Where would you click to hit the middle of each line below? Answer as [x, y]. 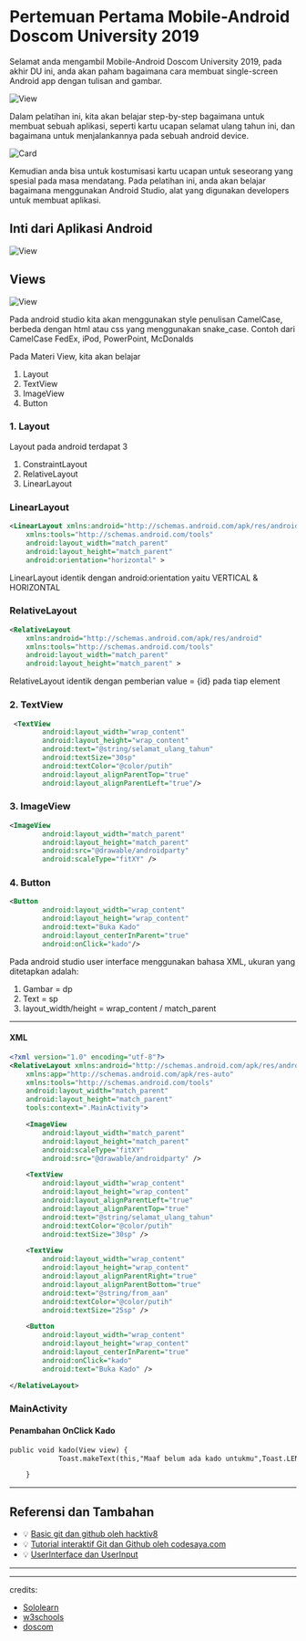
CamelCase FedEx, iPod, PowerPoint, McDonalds [102, 339]
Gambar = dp [47, 988]
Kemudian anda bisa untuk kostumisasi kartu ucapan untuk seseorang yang [151, 171]
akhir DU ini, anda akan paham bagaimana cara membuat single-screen [144, 71]
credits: [24, 1590]
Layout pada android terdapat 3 [69, 446]
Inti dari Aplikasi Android [81, 229]
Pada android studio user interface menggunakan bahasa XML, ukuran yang [153, 961]
